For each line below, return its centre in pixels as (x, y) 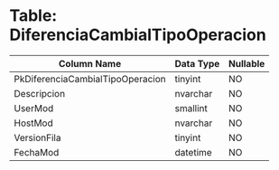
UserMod (34, 108)
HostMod (34, 123)
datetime (193, 152)
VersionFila (37, 137)
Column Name (90, 63)
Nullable (247, 63)
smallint (191, 108)
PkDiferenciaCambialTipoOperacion (90, 79)
